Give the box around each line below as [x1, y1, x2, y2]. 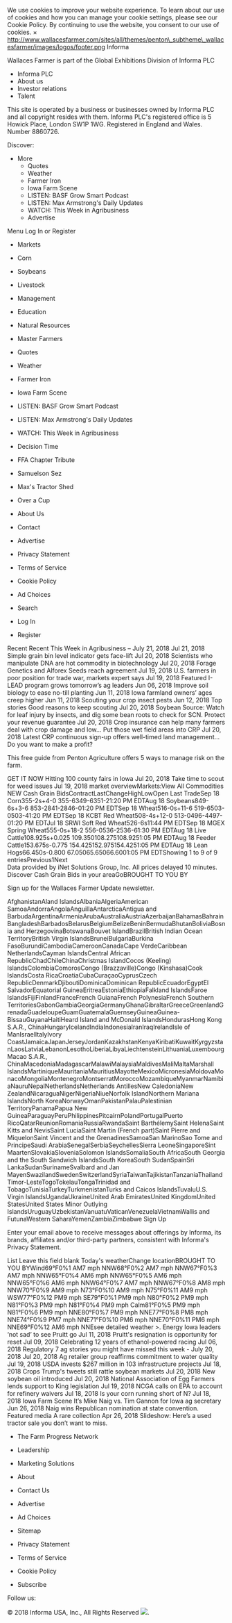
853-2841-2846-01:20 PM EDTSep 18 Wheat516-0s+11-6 [30, 804, 193, 812]
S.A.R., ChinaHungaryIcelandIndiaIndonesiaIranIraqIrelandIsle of [7, 1023, 190, 1031]
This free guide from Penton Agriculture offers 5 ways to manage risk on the [7, 754, 225, 761]
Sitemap [17, 1526, 42, 1535]
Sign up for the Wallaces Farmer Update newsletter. [7, 884, 154, 892]
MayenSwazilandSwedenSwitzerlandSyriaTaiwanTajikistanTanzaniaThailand [7, 1171, 223, 1178]
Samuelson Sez [17, 469, 62, 477]
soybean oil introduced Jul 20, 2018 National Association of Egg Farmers [7, 1375, 215, 1383]
